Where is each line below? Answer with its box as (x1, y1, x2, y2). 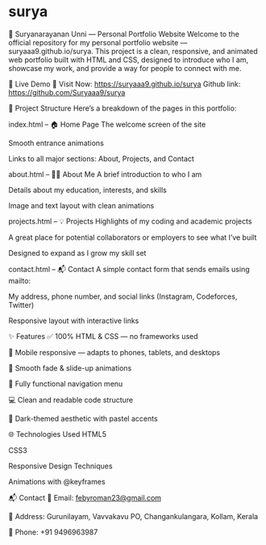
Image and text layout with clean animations (8, 200, 155, 210)
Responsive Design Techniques (8, 461, 113, 471)
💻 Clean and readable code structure (8, 395, 134, 405)
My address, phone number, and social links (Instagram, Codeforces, (8, 291, 238, 301)
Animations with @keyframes (8, 476, 106, 486)
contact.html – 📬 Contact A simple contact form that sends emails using (8, 264, 250, 274)
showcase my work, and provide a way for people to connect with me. (8, 63, 242, 73)
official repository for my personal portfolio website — (8, 37, 188, 47)
